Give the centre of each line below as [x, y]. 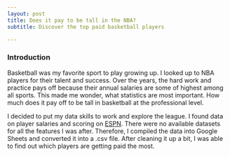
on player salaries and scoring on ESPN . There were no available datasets [114, 123]
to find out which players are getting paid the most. [81, 146]
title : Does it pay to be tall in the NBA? [72, 20]
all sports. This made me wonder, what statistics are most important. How [114, 95]
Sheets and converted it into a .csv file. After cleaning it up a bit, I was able [115, 138]
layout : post [26, 14]
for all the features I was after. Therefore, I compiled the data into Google [113, 131]
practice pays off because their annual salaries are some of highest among [115, 88]
